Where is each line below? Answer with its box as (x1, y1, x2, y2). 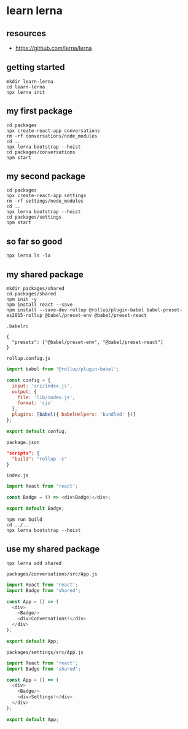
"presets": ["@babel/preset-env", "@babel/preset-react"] (12, 339, 164, 346)
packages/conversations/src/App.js (6, 571, 98, 577)
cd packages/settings (6, 214, 62, 220)
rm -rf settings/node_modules (6, 198, 84, 205)
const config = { (6, 377, 51, 383)
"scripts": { (6, 450, 40, 456)
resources (6, 28, 46, 39)
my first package (6, 106, 72, 117)
